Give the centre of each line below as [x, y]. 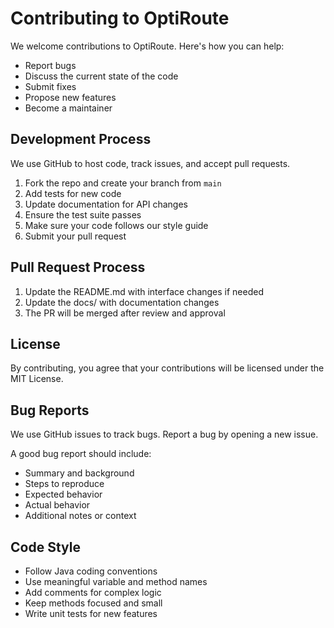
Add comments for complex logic [93, 592]
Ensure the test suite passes [83, 214]
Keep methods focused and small [93, 603]
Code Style [45, 547]
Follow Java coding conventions [91, 571]
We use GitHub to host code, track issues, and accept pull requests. [150, 163]
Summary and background [79, 473]
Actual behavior [57, 505]
